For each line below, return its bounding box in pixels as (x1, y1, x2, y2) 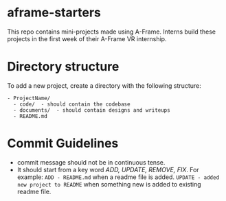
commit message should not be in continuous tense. (16, 158, 166, 166)
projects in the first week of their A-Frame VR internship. (7, 34, 167, 43)
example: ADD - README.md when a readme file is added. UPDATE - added (16, 173, 220, 181)
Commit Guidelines (7, 136, 119, 152)
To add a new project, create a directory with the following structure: (7, 81, 201, 90)
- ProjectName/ (7, 95, 51, 102)
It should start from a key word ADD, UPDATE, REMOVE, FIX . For (16, 165, 199, 174)
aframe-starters (7, 5, 102, 21)
